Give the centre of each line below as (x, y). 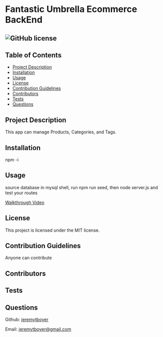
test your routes (21, 193)
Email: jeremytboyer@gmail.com (38, 329)
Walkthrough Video (25, 202)
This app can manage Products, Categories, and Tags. (61, 132)
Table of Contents (34, 55)
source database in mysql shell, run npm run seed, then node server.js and (81, 187)
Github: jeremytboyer (27, 320)
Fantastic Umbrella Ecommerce (71, 9)
